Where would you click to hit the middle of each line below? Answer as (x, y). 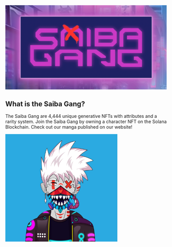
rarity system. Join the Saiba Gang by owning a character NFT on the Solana (86, 121)
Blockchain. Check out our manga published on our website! (69, 127)
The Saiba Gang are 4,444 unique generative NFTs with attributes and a (81, 116)
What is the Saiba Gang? (45, 104)
